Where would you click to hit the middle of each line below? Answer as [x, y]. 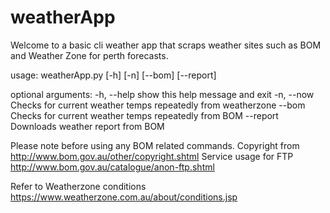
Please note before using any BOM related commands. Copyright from [155, 145]
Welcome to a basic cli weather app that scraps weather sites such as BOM [166, 45]
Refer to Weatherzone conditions [78, 186]
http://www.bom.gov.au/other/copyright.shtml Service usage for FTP [152, 156]
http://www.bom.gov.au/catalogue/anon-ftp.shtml [112, 167]
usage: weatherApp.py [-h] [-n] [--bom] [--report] [113, 75]
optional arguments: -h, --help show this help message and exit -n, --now [162, 94]
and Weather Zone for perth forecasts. [89, 55]
